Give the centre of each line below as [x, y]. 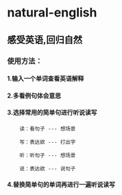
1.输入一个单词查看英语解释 [46, 79]
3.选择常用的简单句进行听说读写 [52, 113]
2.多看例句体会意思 [34, 95]
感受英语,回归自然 [45, 39]
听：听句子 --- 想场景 [48, 155]
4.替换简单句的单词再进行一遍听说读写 [61, 185]
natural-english [52, 13]
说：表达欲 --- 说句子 [48, 169]
